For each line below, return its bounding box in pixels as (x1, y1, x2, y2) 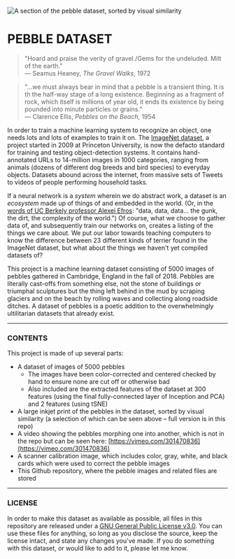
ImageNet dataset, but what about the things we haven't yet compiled (7, 243, 208, 252)
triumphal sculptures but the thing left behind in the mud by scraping (7, 287, 205, 295)
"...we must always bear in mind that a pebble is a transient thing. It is (24, 83, 225, 91)
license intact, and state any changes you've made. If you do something (7, 536, 215, 545)
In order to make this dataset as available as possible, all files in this (7, 514, 203, 523)
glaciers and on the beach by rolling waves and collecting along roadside (7, 294, 218, 302)
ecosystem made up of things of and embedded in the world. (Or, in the (7, 199, 213, 207)
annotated (7, 155, 37, 164)
